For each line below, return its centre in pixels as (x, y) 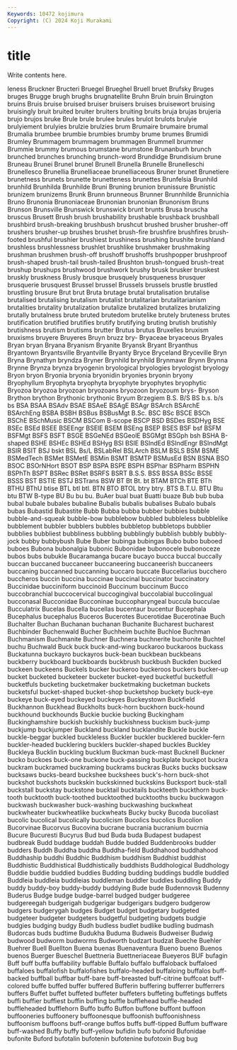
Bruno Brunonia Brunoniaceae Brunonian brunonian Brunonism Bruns (108, 202)
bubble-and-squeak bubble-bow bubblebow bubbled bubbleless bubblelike (118, 519)
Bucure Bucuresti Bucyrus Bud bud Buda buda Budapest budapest (104, 835)
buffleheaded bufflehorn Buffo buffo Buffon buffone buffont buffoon (106, 1009)
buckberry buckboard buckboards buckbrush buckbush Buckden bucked (114, 662)
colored (18, 986)
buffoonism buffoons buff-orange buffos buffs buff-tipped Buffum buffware (117, 1024)
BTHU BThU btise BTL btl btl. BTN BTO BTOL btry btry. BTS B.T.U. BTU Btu (115, 488)
